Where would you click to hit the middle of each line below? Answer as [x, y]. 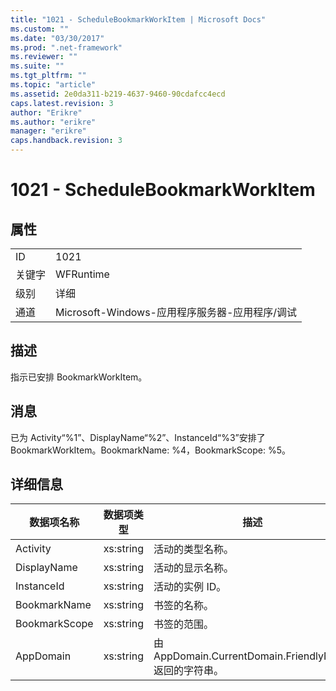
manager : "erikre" [48, 131]
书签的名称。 [184, 606]
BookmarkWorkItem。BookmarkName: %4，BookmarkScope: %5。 [151, 450]
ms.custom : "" [40, 29]
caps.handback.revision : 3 [66, 141]
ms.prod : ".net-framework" [66, 47]
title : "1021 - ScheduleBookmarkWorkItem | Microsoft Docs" [138, 19]
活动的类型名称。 [194, 549]
